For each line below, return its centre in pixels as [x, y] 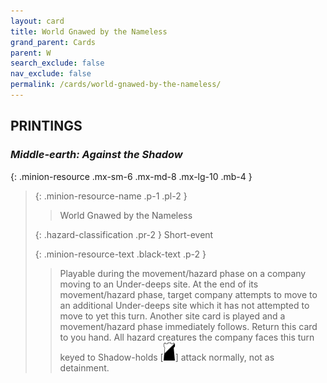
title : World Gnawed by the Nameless [89, 31]
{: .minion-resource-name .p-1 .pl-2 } [111, 196]
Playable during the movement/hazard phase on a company [183, 273]
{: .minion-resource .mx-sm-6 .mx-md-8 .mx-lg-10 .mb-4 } [131, 176]
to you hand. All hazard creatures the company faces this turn [187, 337]
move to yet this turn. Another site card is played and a [172, 316]
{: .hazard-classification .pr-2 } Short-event [124, 234]
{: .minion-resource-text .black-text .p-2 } [120, 254]
